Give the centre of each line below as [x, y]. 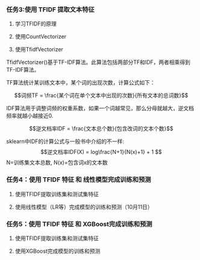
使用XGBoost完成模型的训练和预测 [58, 251]
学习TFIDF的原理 [36, 24]
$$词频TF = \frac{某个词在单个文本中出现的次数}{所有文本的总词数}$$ [101, 95]
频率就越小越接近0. [30, 116]
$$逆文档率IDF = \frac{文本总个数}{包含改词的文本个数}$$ [101, 128]
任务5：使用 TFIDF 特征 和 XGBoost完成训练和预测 [79, 224]
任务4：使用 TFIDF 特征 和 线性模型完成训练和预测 [79, 180]
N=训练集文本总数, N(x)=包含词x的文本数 [57, 163]
